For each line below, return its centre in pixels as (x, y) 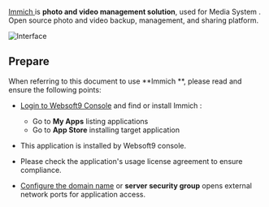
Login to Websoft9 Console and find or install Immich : (111, 106)
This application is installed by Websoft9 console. (103, 145)
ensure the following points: (55, 89)
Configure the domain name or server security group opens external (136, 185)
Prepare (29, 61)
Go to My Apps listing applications (90, 121)
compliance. (41, 170)
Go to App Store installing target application (106, 130)
